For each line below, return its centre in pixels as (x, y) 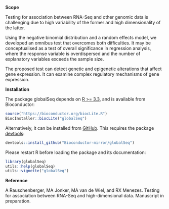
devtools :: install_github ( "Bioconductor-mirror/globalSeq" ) (70, 143)
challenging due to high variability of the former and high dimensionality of (83, 22)
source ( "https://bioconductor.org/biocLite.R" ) (56, 114)
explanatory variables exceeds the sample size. (55, 59)
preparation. (18, 201)
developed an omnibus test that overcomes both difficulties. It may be (78, 43)
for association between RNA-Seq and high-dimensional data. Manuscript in (85, 196)
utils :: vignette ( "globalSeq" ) (37, 171)
